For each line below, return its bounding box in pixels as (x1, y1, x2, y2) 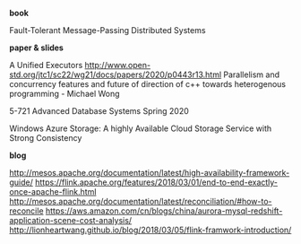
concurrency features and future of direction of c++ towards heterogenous (9, 79, 287, 89)
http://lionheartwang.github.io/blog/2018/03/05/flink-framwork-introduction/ (9, 224, 292, 235)
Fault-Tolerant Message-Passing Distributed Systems (9, 25, 206, 35)
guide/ (9, 177, 34, 187)
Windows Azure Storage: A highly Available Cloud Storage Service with (9, 123, 272, 134)
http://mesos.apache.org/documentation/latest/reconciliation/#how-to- (9, 196, 272, 206)
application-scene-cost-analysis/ (9, 215, 133, 225)
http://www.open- (84, 60, 150, 70)
